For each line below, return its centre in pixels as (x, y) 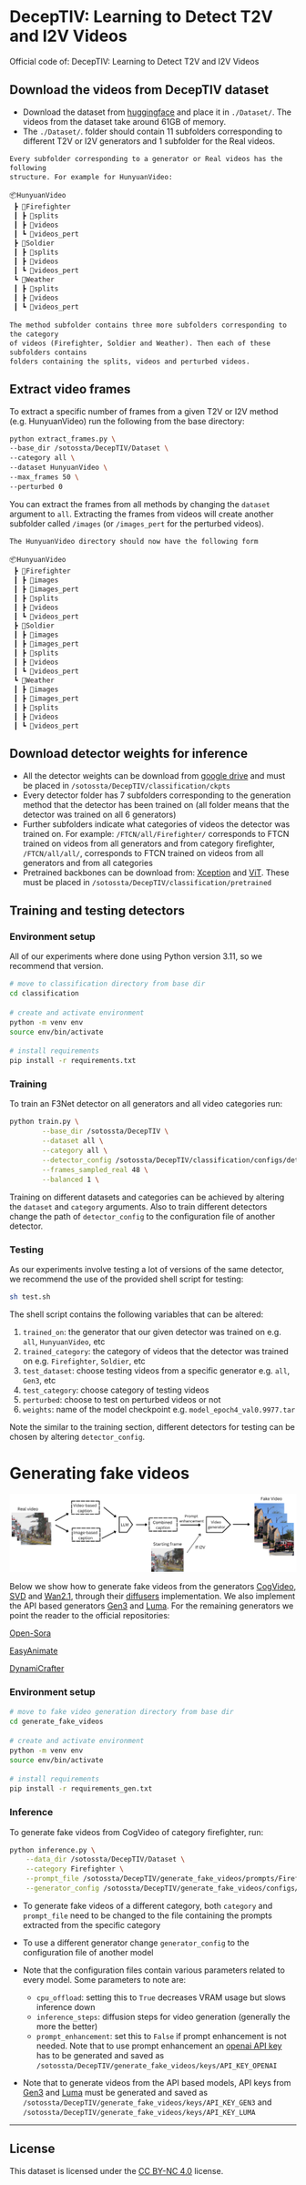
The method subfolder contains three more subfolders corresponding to (148, 325)
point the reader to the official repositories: (90, 1616)
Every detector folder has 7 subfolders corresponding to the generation (157, 795)
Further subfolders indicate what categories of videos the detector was (156, 824)
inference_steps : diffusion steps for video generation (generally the (163, 2017)
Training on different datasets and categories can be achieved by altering (147, 1197)
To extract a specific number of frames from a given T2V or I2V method (144, 411)
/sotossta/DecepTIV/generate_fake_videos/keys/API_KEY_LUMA (139, 2112)
